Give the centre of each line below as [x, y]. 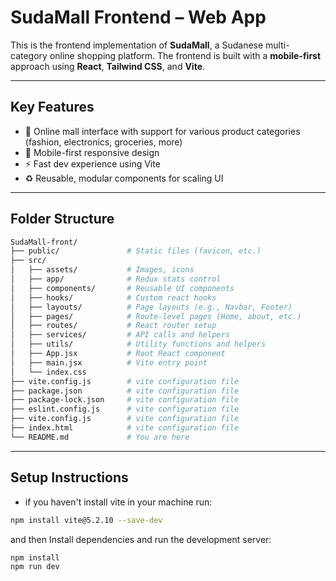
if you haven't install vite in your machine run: [118, 502]
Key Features [52, 107]
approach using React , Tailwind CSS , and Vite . [108, 66]
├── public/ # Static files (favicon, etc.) [136, 251]
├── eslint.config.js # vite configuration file [125, 409]
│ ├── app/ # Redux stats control [116, 279]
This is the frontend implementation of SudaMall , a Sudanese [137, 45]
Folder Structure [62, 219]
